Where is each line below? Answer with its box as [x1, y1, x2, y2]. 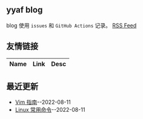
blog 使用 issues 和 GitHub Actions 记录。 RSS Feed [6, 21, 137, 29]
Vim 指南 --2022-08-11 [15, 98, 71, 106]
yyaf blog [6, 5, 43, 15]
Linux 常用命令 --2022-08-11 [15, 106, 85, 114]
